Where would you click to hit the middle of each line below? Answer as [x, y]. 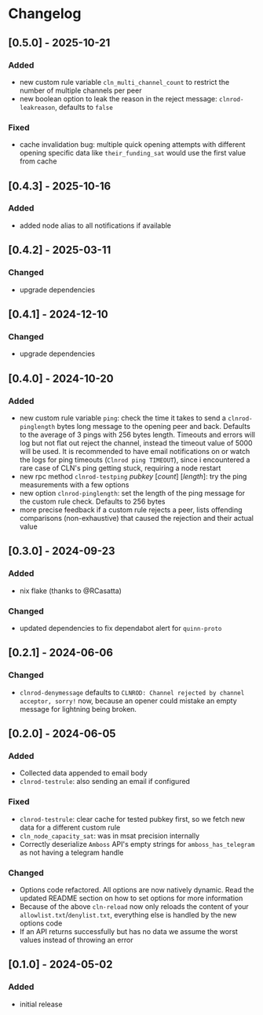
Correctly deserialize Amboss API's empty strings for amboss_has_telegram [137, 844]
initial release [41, 1004]
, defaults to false [84, 107]
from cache [38, 161]
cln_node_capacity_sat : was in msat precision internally [110, 835]
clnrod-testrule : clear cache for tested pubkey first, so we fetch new [132, 819]
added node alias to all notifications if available [95, 225]
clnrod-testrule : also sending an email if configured [105, 782]
